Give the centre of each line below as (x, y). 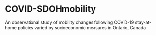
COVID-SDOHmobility (51, 9)
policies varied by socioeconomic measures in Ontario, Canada (82, 27)
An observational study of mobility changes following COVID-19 (70, 22)
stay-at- (143, 22)
